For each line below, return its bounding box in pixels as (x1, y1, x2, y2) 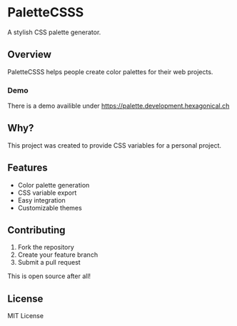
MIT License (7, 312, 44, 320)
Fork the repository (17, 243, 75, 252)
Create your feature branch (17, 250, 99, 259)
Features (7, 162, 48, 174)
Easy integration (17, 195, 66, 204)
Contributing (7, 224, 66, 236)
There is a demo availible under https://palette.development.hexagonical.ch (7, 101, 230, 111)
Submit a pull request (17, 258, 81, 267)
